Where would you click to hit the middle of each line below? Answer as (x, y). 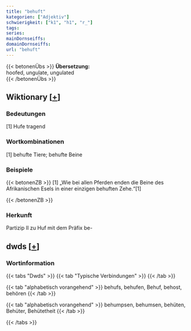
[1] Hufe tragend (26, 127)
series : (16, 33)
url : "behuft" (23, 50)
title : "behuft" (26, 11)
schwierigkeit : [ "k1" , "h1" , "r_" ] (50, 22)
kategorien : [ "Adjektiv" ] (37, 17)
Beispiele (20, 169)
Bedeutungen (26, 114)
